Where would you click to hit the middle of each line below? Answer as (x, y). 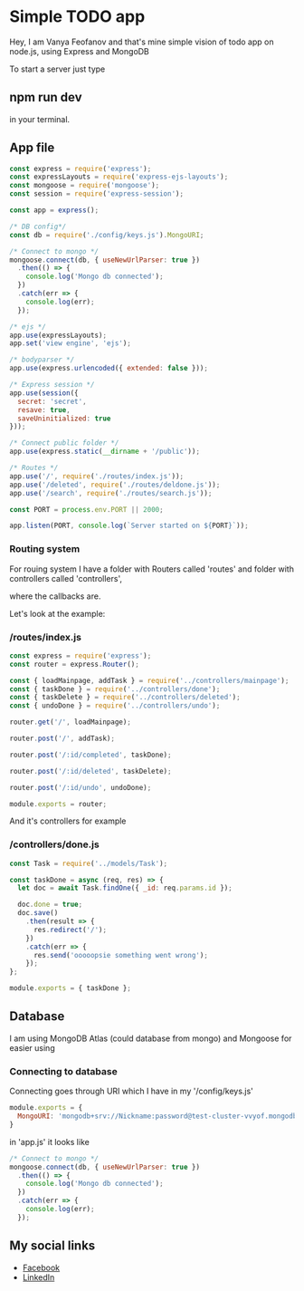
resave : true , (44, 409)
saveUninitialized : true (64, 419)
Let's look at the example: (57, 613)
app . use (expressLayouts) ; (58, 335)
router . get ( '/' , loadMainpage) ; (70, 722)
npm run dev (46, 97)
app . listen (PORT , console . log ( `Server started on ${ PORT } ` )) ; (129, 526)
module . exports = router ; (58, 804)
